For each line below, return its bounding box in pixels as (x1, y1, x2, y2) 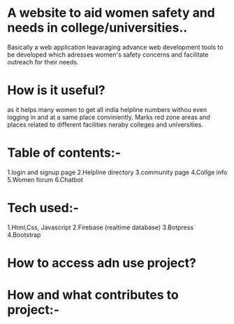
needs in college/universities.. (7, 20, 188, 36)
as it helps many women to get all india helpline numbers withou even (7, 105, 207, 113)
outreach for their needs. (7, 57, 79, 66)
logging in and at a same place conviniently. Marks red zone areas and (7, 113, 211, 121)
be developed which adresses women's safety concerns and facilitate (7, 50, 209, 59)
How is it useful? (7, 83, 106, 99)
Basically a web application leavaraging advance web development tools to (7, 43, 224, 51)
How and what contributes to (7, 287, 180, 303)
